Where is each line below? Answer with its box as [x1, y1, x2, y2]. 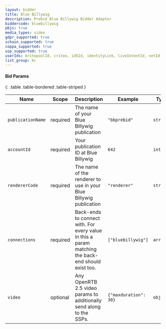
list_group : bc [5, 58, 37, 63]
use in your [75, 182, 101, 189]
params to [75, 291, 99, 298]
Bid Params [5, 73, 29, 79]
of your [75, 110, 92, 117]
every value [75, 227, 102, 234]
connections [7, 237, 36, 243]
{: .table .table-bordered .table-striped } [5, 84, 86, 90]
